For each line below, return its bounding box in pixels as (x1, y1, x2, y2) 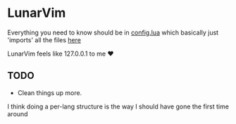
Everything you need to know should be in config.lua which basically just (7, 28, 219, 37)
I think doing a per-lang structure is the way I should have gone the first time (7, 102, 229, 111)
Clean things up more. (17, 88, 82, 97)
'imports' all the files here (7, 35, 81, 44)
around (7, 109, 28, 118)
